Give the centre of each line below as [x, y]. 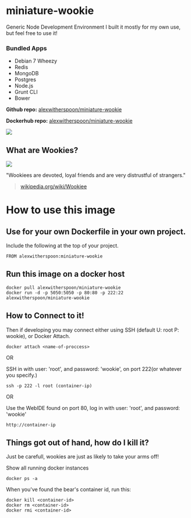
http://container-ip [31, 425]
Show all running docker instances [47, 468]
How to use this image [61, 210]
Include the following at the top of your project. [62, 246]
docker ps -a [22, 479]
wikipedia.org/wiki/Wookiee [54, 187]
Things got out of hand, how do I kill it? [78, 443]
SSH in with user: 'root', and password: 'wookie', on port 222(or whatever [94, 368]
